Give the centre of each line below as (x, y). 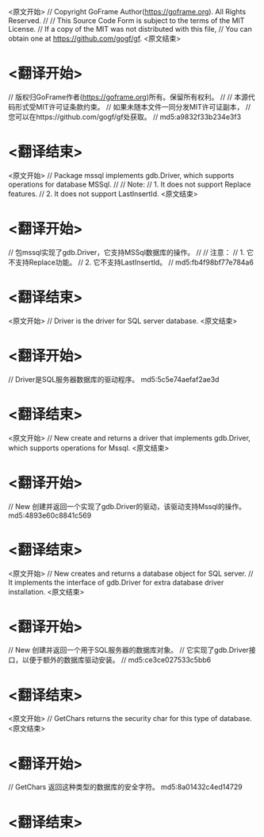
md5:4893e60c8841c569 (50, 515)
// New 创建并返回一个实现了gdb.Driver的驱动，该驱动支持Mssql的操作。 (127, 506)
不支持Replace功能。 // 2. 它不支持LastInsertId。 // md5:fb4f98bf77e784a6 (131, 262)
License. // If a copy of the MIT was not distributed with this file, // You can (130, 29)
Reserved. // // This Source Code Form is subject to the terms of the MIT (126, 21)
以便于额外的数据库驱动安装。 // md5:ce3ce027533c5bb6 (117, 660)
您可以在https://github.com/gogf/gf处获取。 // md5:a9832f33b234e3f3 (125, 117)
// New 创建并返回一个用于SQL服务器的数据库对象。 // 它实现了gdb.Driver (129, 650)
